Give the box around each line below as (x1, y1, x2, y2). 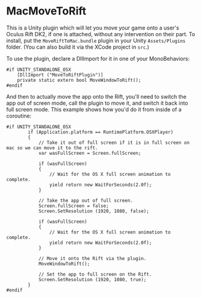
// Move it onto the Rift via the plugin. (38, 255, 147, 261)
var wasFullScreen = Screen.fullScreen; (38, 150, 141, 156)
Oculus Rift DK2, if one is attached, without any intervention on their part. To (6, 30, 196, 37)
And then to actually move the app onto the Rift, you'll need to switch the (6, 93, 187, 100)
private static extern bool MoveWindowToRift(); (17, 77, 141, 83)
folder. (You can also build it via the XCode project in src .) (6, 43, 149, 51)
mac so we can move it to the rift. (6, 144, 98, 151)
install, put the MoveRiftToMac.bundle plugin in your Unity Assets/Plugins (6, 37, 186, 44)
